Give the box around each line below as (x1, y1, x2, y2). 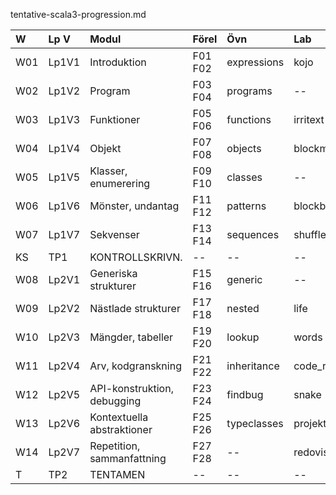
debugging (89, 394, 142, 408)
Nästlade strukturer (89, 302, 181, 315)
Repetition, (89, 439, 141, 453)
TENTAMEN (89, 468, 146, 481)
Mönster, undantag (89, 199, 180, 213)
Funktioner (89, 113, 141, 126)
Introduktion (89, 55, 147, 69)
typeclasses (226, 417, 284, 430)
